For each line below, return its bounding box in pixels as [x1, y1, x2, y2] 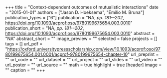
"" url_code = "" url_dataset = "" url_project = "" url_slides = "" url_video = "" [5, 57, 163, 62]
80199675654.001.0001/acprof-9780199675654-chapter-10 [5, 51, 128, 57]
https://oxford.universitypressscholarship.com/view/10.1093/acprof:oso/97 [7, 46, 161, 52]
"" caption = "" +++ [5, 67, 46, 73]
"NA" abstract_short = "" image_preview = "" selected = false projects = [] [5, 36, 158, 41]
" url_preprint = [127, 51, 159, 57]
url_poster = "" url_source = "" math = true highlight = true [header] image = [5, 62, 162, 68]
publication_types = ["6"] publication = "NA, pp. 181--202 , [5, 15, 125, 20]
